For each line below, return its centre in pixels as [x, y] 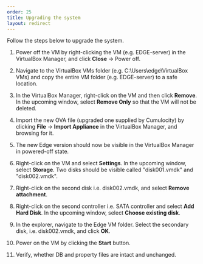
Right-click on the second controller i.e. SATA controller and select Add [105, 206]
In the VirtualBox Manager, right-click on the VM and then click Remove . [106, 96]
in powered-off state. [42, 152]
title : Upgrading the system [44, 18]
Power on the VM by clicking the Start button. [73, 243]
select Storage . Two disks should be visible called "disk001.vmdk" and [104, 170]
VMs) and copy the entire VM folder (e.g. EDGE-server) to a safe [97, 77]
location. [27, 84]
